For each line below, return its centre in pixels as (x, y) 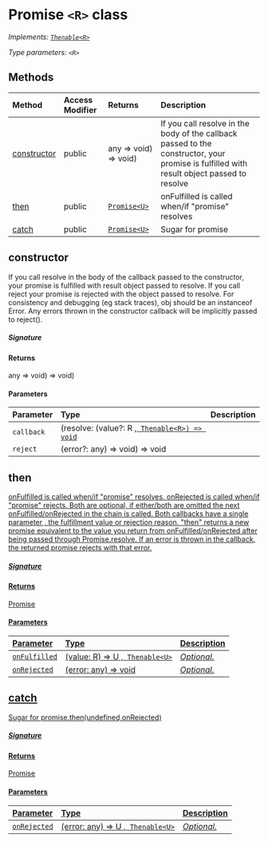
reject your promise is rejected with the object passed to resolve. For (121, 294)
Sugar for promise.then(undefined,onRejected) (85, 717)
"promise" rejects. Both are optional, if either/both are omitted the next (124, 506)
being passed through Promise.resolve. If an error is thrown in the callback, (132, 539)
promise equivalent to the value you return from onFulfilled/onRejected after (133, 531)
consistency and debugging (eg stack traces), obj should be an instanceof (130, 302)
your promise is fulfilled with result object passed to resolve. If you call (124, 285)
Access (78, 100)
